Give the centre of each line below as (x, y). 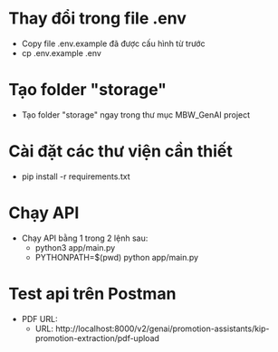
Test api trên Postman (92, 294)
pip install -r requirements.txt (76, 176)
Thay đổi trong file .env (97, 19)
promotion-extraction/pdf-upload (97, 338)
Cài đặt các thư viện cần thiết (120, 152)
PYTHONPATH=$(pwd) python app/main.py (117, 257)
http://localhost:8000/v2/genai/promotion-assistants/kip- (162, 328)
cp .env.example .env (61, 52)
